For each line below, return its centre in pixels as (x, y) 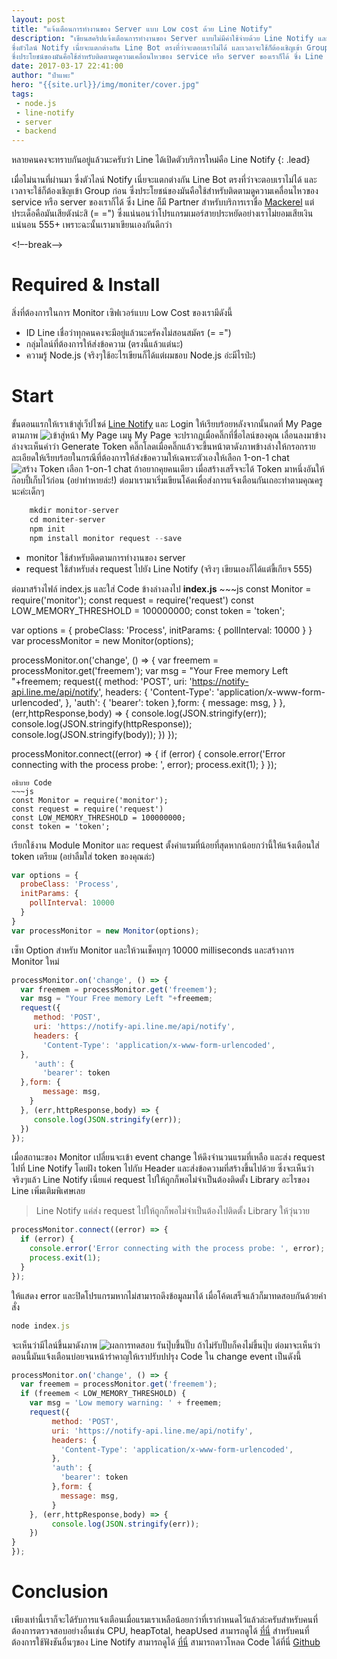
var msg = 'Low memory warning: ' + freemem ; (126, 1403)
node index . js (41, 1326)
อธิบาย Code (32, 782)
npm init (47, 529)
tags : (22, 94)
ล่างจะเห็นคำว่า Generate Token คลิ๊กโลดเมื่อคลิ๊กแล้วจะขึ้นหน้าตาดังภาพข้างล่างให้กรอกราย (163, 446)
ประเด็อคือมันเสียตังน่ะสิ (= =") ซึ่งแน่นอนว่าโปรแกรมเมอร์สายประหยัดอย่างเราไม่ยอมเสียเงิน (162, 213)
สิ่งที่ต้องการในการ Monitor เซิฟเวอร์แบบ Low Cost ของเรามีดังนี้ (122, 313)
